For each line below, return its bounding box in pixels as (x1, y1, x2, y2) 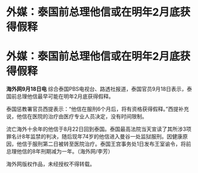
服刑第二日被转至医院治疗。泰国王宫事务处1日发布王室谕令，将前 (32, 140, 191, 147)
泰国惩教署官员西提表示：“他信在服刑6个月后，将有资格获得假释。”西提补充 (6, 105, 190, 113)
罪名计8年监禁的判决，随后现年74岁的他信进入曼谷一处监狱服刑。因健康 (6, 133, 183, 140)
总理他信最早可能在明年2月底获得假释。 (16, 93, 115, 100)
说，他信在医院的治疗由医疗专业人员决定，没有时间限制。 (6, 113, 147, 120)
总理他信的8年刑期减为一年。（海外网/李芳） (6, 148, 113, 155)
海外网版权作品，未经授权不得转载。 (6, 161, 95, 168)
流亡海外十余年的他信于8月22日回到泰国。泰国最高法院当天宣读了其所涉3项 (6, 125, 192, 133)
